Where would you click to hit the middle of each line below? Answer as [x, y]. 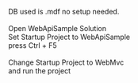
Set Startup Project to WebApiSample [69, 37]
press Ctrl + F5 [33, 45]
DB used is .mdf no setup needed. [64, 12]
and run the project [40, 71]
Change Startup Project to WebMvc [66, 62]
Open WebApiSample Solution [57, 28]
